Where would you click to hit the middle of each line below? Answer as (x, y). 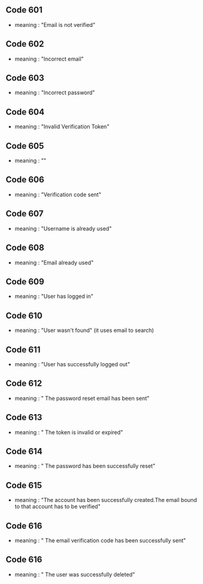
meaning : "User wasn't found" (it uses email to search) (84, 330)
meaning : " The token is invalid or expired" (69, 432)
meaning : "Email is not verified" (55, 24)
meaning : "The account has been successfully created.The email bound (106, 500)
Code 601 (24, 10)
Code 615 (24, 485)
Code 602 (25, 44)
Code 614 (24, 451)
